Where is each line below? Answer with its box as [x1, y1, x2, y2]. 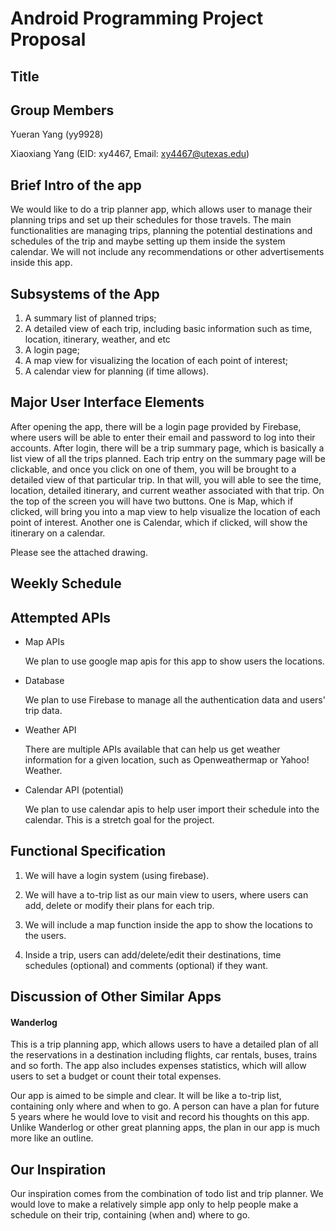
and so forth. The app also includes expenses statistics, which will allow [10, 1060, 307, 1072]
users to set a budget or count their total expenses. [10, 1070, 222, 1082]
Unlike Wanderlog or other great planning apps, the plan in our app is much [10, 1122, 321, 1134]
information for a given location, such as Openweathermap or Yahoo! [24, 754, 310, 766]
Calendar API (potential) [24, 784, 124, 796]
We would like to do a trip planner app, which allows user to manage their [10, 203, 313, 216]
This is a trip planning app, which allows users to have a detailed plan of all [10, 1038, 319, 1051]
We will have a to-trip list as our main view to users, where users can [24, 888, 309, 901]
